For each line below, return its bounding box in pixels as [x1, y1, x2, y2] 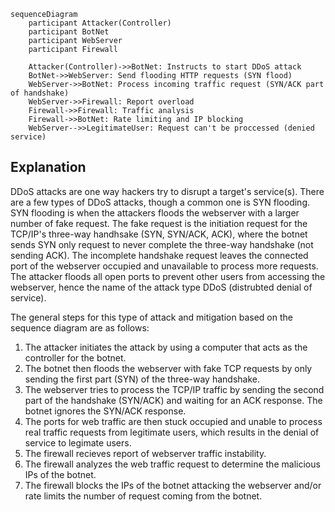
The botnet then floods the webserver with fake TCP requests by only [24, 362, 313, 374]
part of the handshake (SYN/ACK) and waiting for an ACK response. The [24, 394, 323, 406]
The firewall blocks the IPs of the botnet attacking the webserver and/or [24, 479, 322, 491]
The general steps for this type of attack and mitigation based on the [10, 311, 293, 323]
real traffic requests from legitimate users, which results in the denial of [24, 426, 320, 438]
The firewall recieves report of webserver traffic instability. [24, 447, 267, 459]
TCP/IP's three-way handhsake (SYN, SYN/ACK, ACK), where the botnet [10, 228, 308, 240]
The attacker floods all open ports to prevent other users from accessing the [10, 270, 326, 282]
